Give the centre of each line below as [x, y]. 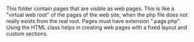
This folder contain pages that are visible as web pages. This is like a [90, 9]
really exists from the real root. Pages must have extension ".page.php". [93, 21]
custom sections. [27, 34]
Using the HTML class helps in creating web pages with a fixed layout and [97, 27]
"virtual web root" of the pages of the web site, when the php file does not [97, 15]
